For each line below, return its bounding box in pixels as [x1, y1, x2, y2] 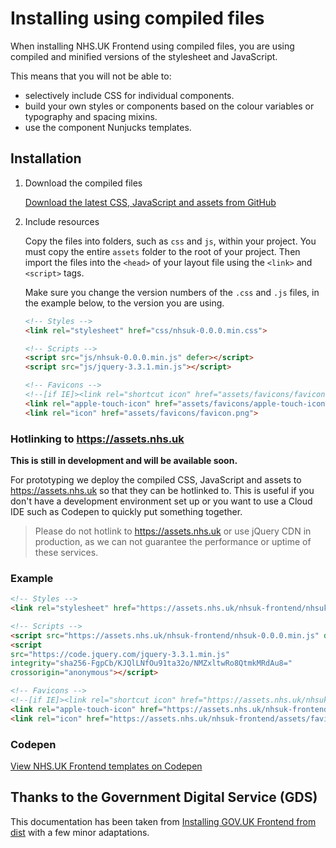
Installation [10, 150, 82, 167]
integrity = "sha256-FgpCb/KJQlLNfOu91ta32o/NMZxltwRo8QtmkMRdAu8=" [10, 658, 293, 669]
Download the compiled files [24, 177, 143, 189]
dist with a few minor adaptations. [10, 826, 150, 838]
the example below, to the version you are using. [24, 297, 225, 309]
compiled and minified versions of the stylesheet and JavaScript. [10, 50, 278, 62]
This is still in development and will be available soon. [10, 454, 238, 466]
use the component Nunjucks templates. [24, 121, 192, 133]
